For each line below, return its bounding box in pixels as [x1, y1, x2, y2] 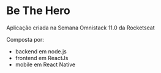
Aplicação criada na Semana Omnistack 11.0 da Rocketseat [6, 24, 155, 31]
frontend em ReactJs [15, 54, 69, 61]
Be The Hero [6, 4, 70, 18]
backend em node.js [15, 47, 67, 55]
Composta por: [6, 36, 44, 43]
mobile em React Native [15, 61, 75, 68]
